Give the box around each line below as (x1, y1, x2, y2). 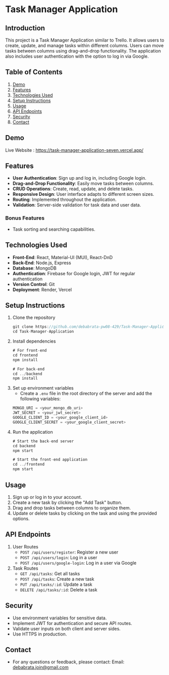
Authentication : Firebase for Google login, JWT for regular (12, 270, 135, 276)
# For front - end (12, 348, 47, 353)
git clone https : (12, 324, 49, 329)
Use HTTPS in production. (12, 631, 67, 637)
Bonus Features (5, 215, 45, 222)
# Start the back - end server (12, 439, 74, 444)
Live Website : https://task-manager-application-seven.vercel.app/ (5, 147, 144, 153)
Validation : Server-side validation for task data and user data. (12, 202, 141, 208)
